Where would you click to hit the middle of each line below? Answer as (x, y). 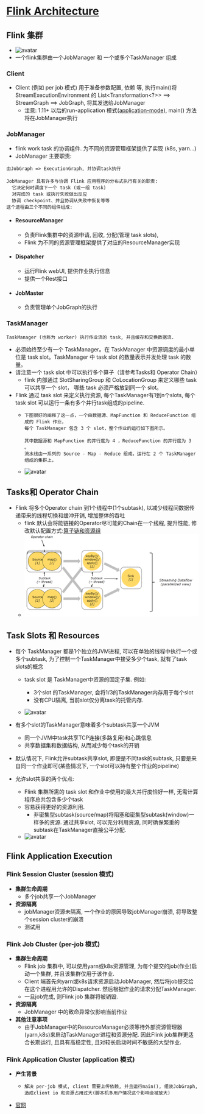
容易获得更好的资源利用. (55, 807)
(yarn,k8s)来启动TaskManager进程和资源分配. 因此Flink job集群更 (106, 1035)
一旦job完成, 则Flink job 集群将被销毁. (71, 996)
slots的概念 (29, 667)
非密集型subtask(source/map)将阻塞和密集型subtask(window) (111, 815)
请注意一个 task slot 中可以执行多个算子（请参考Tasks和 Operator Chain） (108, 372)
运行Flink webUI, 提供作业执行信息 (67, 271)
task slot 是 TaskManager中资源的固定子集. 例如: (85, 680)
